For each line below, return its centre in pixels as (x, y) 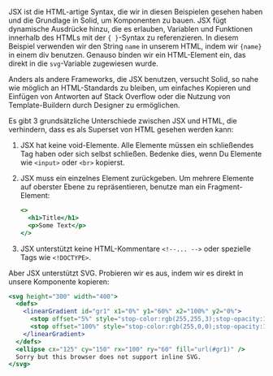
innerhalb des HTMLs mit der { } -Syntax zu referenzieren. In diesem (123, 37)
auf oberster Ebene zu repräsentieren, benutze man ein (113, 187)
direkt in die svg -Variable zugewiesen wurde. (83, 63)
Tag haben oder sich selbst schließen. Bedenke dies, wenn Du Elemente (141, 154)
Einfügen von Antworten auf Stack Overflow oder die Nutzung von (119, 96)
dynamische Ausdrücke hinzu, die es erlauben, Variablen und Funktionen (131, 29)
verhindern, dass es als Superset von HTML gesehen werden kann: (121, 130)
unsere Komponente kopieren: (59, 281)
